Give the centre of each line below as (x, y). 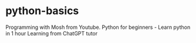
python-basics (42, 11)
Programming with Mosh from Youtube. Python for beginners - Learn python (98, 27)
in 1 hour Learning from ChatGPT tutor (52, 33)
